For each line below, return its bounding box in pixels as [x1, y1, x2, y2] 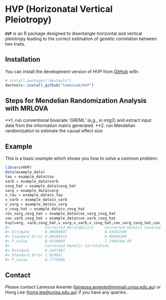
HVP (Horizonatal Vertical [5, 3, 113, 15]
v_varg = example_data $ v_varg [5, 202, 68, 207]
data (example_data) [5, 170, 45, 175]
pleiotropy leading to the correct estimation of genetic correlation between [5, 36, 157, 42]
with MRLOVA [5, 104, 48, 113]
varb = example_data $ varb [5, 179, 58, 184]
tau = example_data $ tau [5, 174, 54, 179]
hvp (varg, [5, 220, 26, 225]
